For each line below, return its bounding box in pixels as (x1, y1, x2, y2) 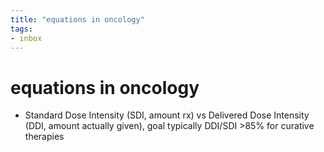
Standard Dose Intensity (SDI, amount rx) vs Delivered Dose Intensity (24, 109, 310, 121)
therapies (24, 131, 65, 143)
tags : (10, 24, 33, 34)
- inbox (10, 33, 43, 43)
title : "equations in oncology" (10, 14, 145, 25)
